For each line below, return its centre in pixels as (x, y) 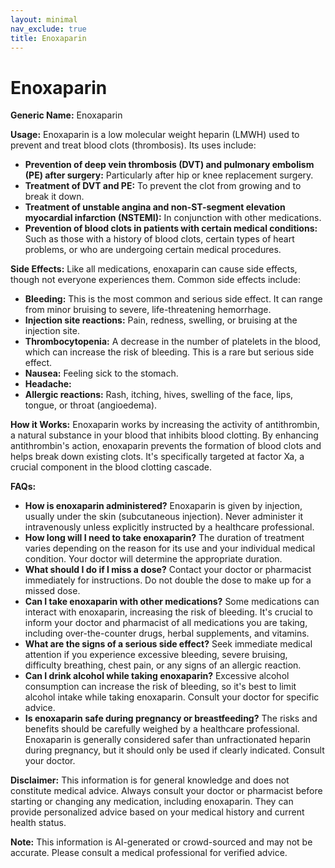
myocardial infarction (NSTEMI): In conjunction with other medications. (173, 218)
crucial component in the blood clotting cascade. (111, 467)
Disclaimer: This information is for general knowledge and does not (150, 780)
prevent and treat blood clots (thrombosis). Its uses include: (133, 145)
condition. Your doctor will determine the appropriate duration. (153, 559)
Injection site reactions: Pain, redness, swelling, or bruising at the (161, 320)
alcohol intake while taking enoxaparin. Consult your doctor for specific (172, 697)
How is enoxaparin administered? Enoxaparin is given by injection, (163, 506)
